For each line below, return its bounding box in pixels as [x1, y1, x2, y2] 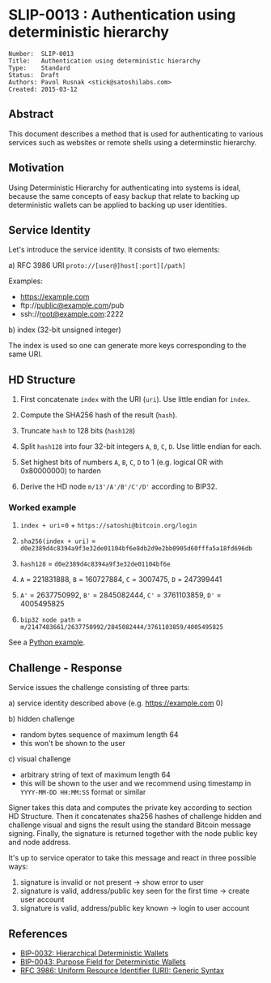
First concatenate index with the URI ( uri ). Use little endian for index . [19, 394, 251, 404]
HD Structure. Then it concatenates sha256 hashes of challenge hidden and [8, 812, 262, 821]
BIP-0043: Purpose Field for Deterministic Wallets [19, 957, 186, 967]
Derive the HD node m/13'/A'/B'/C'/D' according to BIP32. [19, 481, 218, 492]
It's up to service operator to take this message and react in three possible [8, 853, 256, 863]
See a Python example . [8, 637, 86, 647]
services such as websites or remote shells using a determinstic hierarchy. [8, 137, 257, 147]
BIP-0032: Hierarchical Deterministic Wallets [19, 948, 169, 959]
